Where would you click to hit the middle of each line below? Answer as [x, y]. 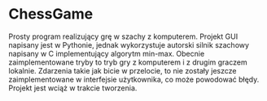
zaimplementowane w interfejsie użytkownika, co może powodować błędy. [134, 79]
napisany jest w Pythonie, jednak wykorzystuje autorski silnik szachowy [129, 44]
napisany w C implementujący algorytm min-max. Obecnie [107, 53]
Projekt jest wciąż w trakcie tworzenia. [73, 88]
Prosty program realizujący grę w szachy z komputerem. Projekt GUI [123, 36]
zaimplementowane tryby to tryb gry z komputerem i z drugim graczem [128, 62]
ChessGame [51, 14]
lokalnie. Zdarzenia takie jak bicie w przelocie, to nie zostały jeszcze [123, 70]
